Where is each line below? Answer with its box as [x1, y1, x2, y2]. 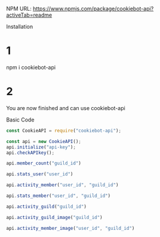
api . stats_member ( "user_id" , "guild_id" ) [6, 193, 111, 199]
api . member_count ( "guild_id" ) [6, 160, 82, 166]
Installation [6, 23, 33, 30]
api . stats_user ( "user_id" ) [6, 171, 73, 177]
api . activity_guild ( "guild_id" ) [6, 203, 87, 209]
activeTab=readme [6, 11, 53, 19]
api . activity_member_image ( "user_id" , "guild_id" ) [6, 225, 135, 231]
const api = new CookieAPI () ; [6, 138, 82, 144]
